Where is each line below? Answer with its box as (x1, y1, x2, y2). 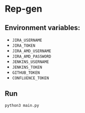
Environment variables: (5, 23, 80, 32)
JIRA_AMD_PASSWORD (12, 54, 51, 59)
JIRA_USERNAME (12, 38, 42, 43)
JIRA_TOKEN (12, 43, 36, 48)
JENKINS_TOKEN (12, 65, 42, 70)
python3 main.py (5, 103, 39, 108)
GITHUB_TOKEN (12, 70, 40, 75)
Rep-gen (5, 3, 43, 15)
